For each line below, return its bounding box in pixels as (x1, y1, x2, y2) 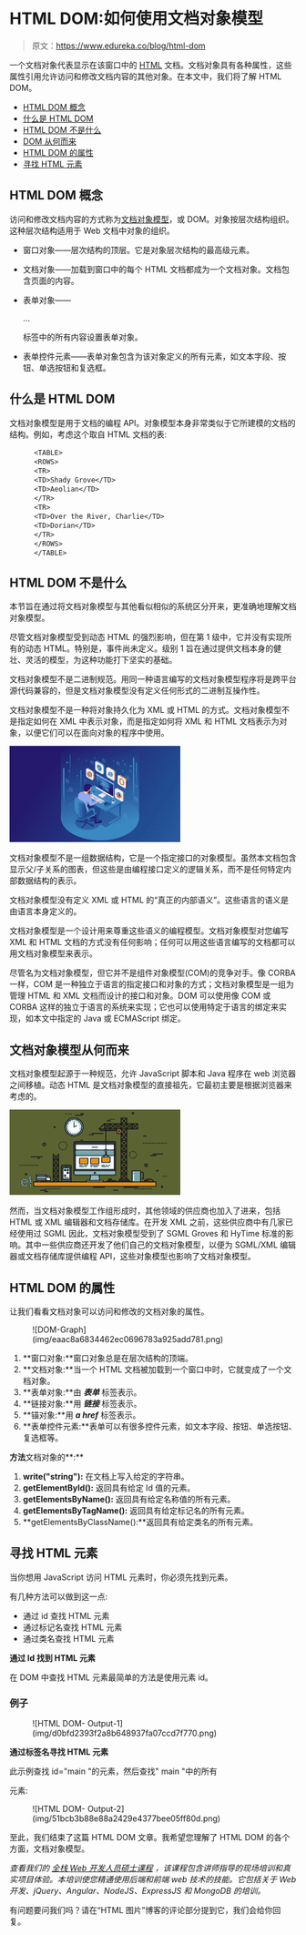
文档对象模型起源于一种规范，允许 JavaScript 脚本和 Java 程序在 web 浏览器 (9, 1068, 297, 1079)
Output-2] (87, 1804, 125, 1815)
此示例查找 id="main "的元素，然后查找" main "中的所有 (9, 1766, 218, 1777)
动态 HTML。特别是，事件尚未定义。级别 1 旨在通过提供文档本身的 (25, 643, 274, 654)
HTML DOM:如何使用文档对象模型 (9, 8, 264, 29)
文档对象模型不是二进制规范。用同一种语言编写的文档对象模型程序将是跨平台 (9, 674, 297, 685)
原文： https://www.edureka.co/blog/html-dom (31, 40, 207, 51)
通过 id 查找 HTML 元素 (22, 1610, 110, 1621)
